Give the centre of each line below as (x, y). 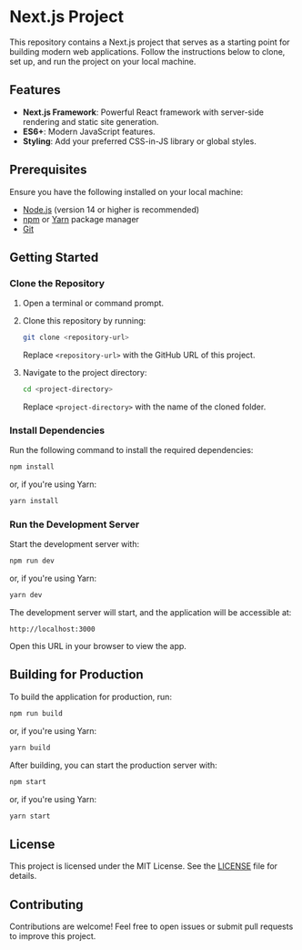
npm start (28, 781)
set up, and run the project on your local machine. (103, 61)
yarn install (34, 501)
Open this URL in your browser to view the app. (98, 646)
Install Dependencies (57, 430)
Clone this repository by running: (84, 321)
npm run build (36, 713)
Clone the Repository (57, 283)
